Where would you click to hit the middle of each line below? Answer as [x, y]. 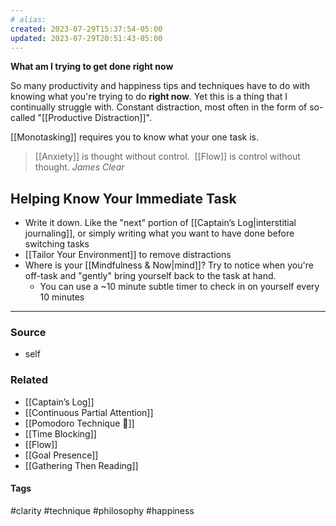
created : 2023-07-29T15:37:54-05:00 [86, 29]
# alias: [28, 19]
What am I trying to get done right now [92, 67]
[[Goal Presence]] [61, 455]
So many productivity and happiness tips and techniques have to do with [160, 86]
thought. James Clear [79, 167]
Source [28, 333]
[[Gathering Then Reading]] [81, 465]
